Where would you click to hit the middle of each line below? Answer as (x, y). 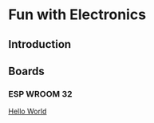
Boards (27, 71)
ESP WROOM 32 (41, 93)
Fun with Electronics (77, 15)
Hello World (28, 111)
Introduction (40, 44)
